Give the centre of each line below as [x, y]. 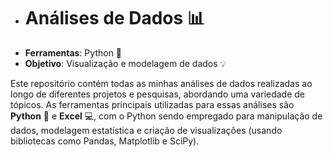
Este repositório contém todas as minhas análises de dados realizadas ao [161, 83]
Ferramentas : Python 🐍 [73, 52]
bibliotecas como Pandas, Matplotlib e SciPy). [105, 141]
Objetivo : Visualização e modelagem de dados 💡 [125, 63]
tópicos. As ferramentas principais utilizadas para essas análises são [152, 104]
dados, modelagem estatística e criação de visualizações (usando [146, 130]
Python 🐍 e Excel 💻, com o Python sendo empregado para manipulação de [166, 116]
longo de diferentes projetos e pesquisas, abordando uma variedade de [158, 94]
